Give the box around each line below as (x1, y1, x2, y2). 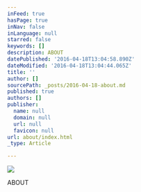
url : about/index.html (7, 133, 73, 140)
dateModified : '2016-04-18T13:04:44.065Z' (7, 62, 132, 69)
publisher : (7, 101, 39, 108)
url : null (13, 120, 42, 128)
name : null (13, 108, 45, 115)
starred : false (7, 36, 51, 43)
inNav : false (7, 23, 45, 30)
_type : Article (7, 140, 51, 147)
